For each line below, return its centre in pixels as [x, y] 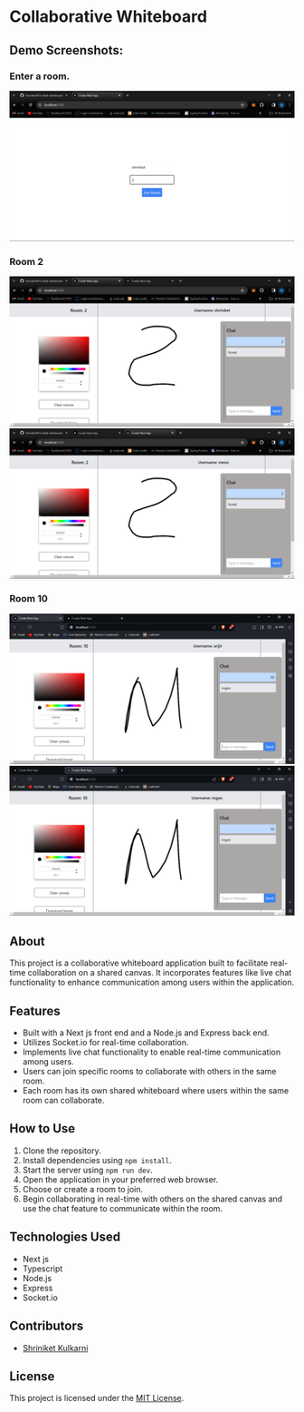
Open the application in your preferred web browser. [120, 1179]
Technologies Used [65, 1237]
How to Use [43, 1128]
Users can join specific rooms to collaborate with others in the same [149, 1072]
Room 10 [28, 599]
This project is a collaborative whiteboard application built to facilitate [139, 963]
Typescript [43, 1269]
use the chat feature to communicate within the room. [123, 1208]
